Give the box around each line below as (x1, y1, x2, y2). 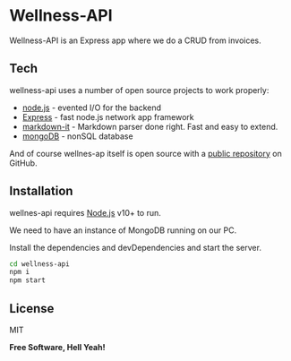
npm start (9, 276, 47, 285)
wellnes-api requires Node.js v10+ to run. (9, 207, 161, 218)
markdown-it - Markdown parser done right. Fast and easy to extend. (21, 121, 278, 132)
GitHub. (9, 158, 38, 168)
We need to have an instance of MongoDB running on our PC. (9, 225, 237, 236)
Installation (9, 184, 73, 199)
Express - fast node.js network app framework (21, 111, 194, 122)
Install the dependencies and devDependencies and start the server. (9, 242, 262, 253)
